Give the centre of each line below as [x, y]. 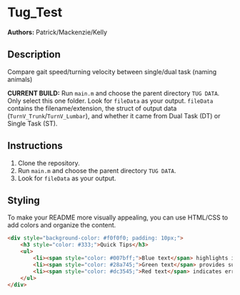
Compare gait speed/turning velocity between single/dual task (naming [112, 71]
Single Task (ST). [32, 123]
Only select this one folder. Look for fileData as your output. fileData [110, 100]
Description [34, 55]
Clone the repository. [49, 163]
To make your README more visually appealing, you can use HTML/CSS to [118, 217]
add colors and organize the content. [62, 225]
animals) [20, 79]
